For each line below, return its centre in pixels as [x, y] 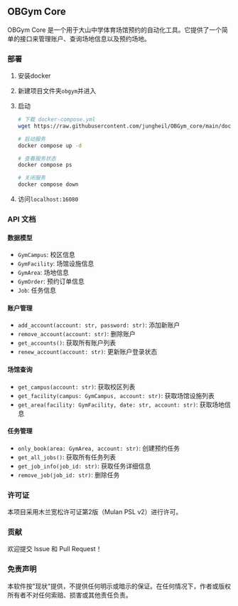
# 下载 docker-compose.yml [56, 120]
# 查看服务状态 [37, 158]
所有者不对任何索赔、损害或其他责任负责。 [70, 595]
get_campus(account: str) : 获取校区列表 [76, 387]
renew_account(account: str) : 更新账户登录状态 [87, 352]
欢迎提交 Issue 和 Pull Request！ [55, 549]
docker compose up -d [49, 145]
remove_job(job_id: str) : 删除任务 [69, 475]
